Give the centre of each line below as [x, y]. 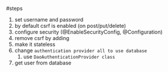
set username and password [49, 19]
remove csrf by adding [42, 38]
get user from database [43, 63]
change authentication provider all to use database [81, 51]
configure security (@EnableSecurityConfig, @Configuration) [88, 32]
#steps [14, 8]
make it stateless [35, 44]
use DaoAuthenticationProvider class [69, 57]
